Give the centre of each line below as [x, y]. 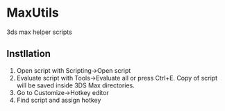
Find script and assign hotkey [59, 100]
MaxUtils [33, 13]
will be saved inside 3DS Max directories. [75, 85]
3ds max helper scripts [39, 32]
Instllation [29, 54]
